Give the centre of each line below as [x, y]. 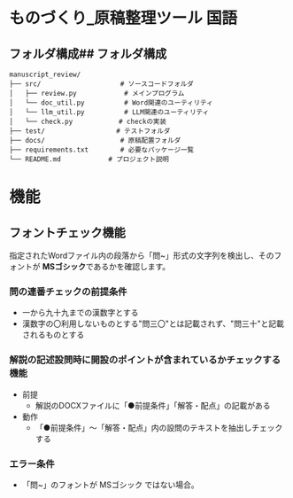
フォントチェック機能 [67, 233]
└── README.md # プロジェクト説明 [89, 160]
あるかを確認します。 [132, 266]
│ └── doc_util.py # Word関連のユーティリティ [112, 103]
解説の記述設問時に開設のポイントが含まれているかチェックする [145, 360]
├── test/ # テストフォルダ [90, 131]
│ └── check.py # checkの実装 [88, 121]
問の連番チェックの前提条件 [68, 292]
